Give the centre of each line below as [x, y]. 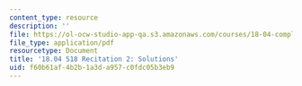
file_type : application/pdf [62, 43]
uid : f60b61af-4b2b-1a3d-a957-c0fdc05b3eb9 [92, 68]
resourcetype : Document [54, 51]
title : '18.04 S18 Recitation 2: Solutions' [94, 59]
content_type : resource [54, 17]
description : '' [40, 26]
